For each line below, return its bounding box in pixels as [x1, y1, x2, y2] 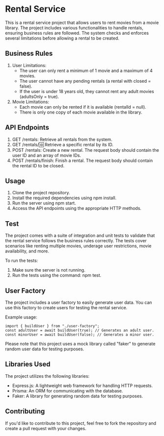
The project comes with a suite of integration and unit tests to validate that [5, 232, 155, 238]
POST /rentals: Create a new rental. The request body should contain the [12, 147, 159, 153]
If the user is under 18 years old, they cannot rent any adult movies [19, 88, 154, 94]
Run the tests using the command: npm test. [12, 273, 102, 278]
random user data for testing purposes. [5, 346, 84, 352]
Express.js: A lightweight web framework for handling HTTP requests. [12, 383, 153, 389]
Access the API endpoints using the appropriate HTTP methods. [12, 206, 142, 211]
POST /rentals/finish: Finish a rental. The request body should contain [12, 158, 153, 163]
